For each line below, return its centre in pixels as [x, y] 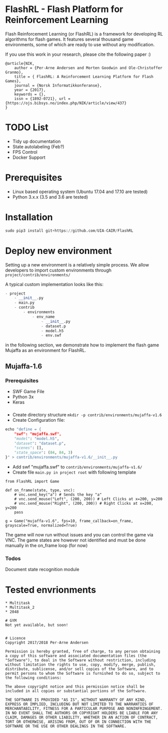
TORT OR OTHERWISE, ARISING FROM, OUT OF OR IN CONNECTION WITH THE [78, 722]
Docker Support [29, 157]
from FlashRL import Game [32, 482]
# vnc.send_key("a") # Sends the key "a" [58, 495]
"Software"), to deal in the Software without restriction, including [80, 660]
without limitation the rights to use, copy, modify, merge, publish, [80, 665]
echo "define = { [23, 429]
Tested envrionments [51, 590]
